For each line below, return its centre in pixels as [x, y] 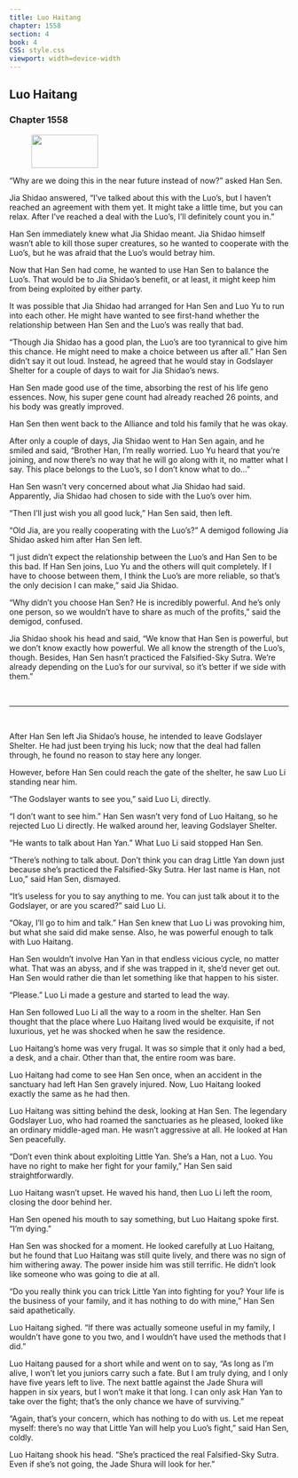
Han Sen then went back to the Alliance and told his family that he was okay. [149, 424]
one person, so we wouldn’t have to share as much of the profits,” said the [145, 612]
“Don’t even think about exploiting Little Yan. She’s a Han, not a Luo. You [141, 1156]
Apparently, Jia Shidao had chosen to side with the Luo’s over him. [131, 496]
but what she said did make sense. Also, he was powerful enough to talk [141, 932]
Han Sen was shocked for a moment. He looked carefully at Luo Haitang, [142, 1245]
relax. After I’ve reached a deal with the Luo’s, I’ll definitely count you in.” [142, 216]
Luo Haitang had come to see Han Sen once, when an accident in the [136, 1075]
